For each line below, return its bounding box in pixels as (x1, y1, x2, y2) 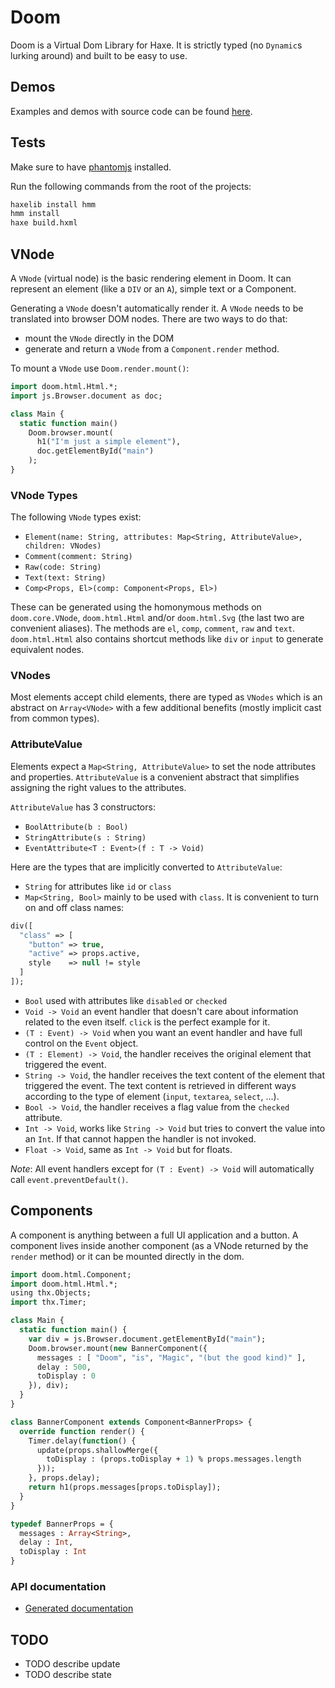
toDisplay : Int (19, 1547, 87, 1557)
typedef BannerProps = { (10, 1519, 114, 1529)
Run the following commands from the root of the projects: (10, 180, 252, 192)
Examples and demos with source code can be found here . (10, 105, 253, 117)
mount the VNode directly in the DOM (24, 332, 175, 344)
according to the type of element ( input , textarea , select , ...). (24, 1090, 280, 1102)
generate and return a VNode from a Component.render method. (24, 343, 280, 355)
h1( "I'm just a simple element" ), (36, 437, 182, 447)
